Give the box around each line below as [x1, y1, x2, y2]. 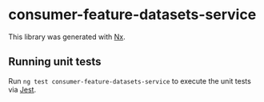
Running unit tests [8, 55, 102, 69]
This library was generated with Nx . [8, 32, 126, 41]
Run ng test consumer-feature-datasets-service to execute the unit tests [8, 76, 252, 85]
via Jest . [8, 84, 37, 94]
